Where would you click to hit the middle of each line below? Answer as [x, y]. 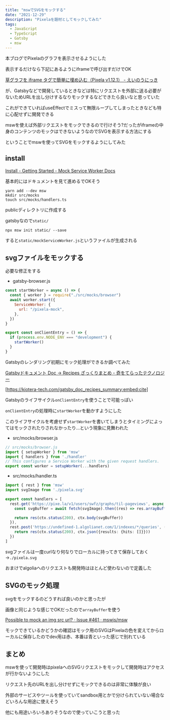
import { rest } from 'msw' [35, 485]
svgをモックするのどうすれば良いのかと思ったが [56, 598]
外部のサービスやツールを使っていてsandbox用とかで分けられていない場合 [83, 695]
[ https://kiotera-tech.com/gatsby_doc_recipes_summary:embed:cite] [77, 389]
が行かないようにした [27, 674]
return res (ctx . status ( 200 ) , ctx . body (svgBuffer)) [69, 518]
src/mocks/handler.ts [35, 476]
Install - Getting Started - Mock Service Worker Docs [60, 170]
